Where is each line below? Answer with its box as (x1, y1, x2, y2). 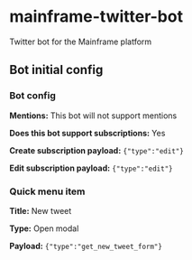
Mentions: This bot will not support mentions (9, 110, 178, 121)
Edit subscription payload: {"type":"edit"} (9, 162, 173, 173)
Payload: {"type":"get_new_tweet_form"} (9, 240, 162, 251)
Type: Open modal (9, 223, 79, 234)
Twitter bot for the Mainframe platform (9, 36, 152, 47)
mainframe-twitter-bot (9, 6, 183, 27)
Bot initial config (9, 62, 104, 78)
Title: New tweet (9, 205, 72, 216)
